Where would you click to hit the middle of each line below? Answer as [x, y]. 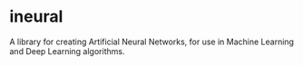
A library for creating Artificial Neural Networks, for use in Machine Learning [152, 42]
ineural [36, 17]
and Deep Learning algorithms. [67, 51]
